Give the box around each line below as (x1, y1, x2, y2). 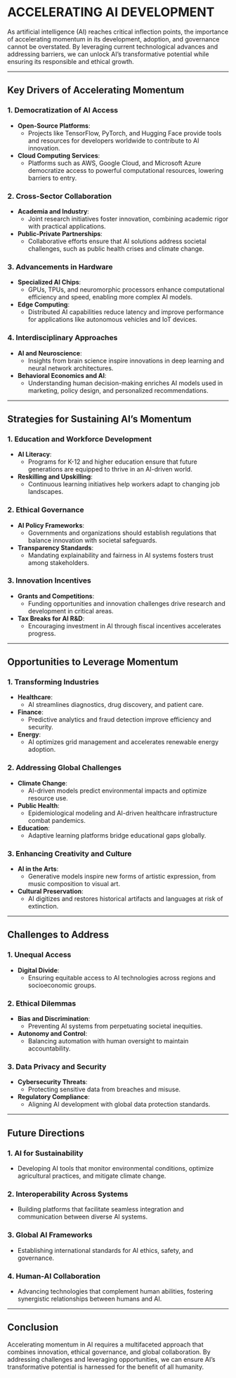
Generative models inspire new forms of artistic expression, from (27, 872, 216, 880)
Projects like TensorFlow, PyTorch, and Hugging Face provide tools (27, 129, 222, 137)
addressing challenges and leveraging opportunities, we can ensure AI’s (7, 1355, 216, 1363)
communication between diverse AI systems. (17, 1213, 148, 1221)
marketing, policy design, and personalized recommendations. (27, 386, 209, 394)
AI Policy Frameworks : (17, 521, 85, 529)
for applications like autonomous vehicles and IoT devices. (27, 316, 198, 324)
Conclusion (7, 1322, 59, 1334)
